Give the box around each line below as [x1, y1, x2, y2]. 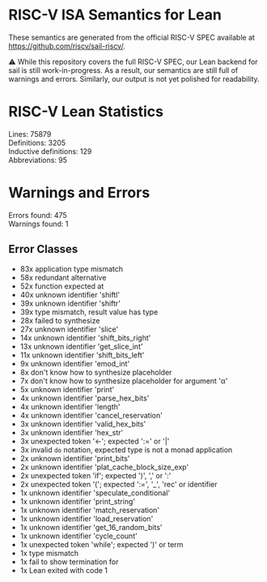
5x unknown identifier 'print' [19, 384, 115, 394]
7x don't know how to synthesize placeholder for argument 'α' [19, 375, 228, 386]
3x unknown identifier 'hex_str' [19, 427, 124, 437]
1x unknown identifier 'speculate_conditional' [19, 488, 171, 498]
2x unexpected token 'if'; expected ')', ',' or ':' [19, 470, 172, 480]
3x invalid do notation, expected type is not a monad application [19, 444, 233, 455]
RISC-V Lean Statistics [8, 103, 164, 121]
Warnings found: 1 [8, 219, 69, 229]
